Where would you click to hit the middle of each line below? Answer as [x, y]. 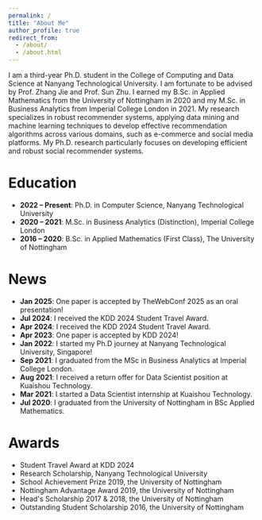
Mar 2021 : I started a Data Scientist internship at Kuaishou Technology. [136, 394]
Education [42, 183]
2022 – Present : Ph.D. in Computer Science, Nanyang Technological [132, 205]
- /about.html [39, 52]
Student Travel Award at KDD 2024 [77, 464]
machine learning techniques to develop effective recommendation [118, 125]
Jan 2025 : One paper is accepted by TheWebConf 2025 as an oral [129, 301]
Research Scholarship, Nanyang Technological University [114, 473]
